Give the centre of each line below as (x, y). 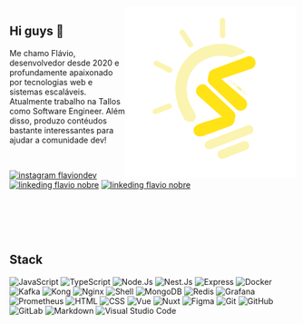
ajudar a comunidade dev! (58, 140)
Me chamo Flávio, (43, 53)
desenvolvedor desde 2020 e (64, 63)
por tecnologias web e (51, 82)
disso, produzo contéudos (58, 121)
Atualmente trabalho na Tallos (65, 101)
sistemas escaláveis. (48, 92)
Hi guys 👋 (37, 31)
